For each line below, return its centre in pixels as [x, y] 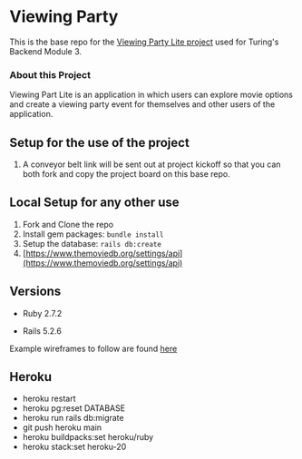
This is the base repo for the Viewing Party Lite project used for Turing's [144, 42]
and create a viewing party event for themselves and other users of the [142, 104]
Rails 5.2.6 [42, 331]
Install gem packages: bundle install [93, 234]
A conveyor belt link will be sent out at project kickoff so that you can [151, 164]
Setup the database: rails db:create [92, 243]
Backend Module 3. [46, 51]
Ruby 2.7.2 [42, 313]
